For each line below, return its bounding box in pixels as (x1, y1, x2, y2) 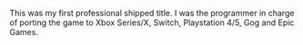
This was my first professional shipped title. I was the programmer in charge (9, 8, 295, 18)
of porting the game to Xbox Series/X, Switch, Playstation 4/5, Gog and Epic (9, 17, 295, 28)
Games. (9, 27, 39, 37)
